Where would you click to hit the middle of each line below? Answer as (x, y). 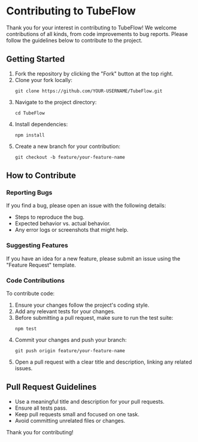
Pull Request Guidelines (51, 387)
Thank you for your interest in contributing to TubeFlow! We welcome (92, 28)
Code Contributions (35, 280)
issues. (24, 368)
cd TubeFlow (30, 113)
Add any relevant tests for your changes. (65, 311)
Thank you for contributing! (40, 432)
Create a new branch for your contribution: (68, 146)
